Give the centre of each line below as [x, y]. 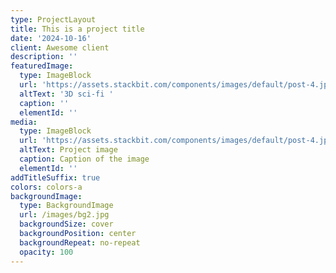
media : [24, 122]
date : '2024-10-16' [51, 38]
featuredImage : [42, 66]
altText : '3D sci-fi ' [66, 94]
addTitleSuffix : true [55, 177]
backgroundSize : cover [66, 224]
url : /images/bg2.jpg [64, 215]
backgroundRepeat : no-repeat [80, 242]
